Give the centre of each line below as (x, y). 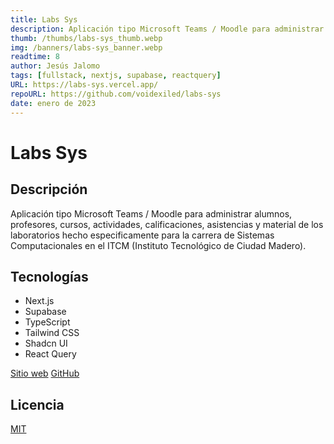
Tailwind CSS (52, 333)
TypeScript (47, 322)
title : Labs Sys (44, 19)
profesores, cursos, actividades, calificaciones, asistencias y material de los (167, 224)
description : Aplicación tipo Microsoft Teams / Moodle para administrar (167, 29)
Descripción (49, 189)
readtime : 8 (35, 57)
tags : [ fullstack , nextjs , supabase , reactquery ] (116, 76)
